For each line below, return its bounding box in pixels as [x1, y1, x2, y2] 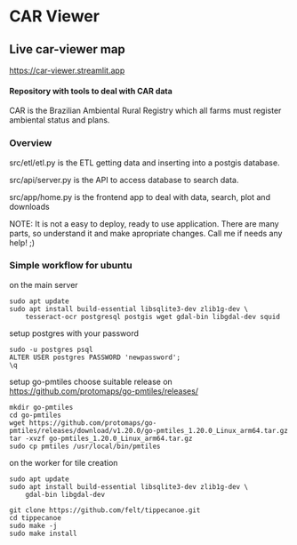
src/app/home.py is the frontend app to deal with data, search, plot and [9, 191, 271, 202]
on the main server [9, 279, 78, 290]
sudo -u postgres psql [9, 345, 93, 354]
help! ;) [9, 237, 36, 248]
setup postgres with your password [9, 327, 140, 339]
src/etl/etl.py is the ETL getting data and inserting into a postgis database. [9, 157, 280, 168]
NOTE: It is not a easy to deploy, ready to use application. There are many [9, 218, 279, 228]
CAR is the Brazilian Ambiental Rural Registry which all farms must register [9, 105, 282, 116]
